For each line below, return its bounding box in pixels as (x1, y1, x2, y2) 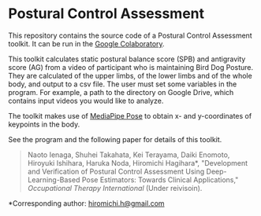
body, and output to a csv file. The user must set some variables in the (8, 79, 237, 89)
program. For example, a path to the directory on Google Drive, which (8, 87, 234, 97)
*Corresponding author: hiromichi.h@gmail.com (8, 198, 165, 208)
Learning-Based (27, 174, 80, 185)
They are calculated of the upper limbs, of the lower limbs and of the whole (8, 71, 252, 80)
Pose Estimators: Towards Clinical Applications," (81, 174, 239, 185)
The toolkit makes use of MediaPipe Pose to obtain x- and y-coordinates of (8, 111, 252, 120)
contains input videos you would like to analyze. (8, 96, 164, 105)
